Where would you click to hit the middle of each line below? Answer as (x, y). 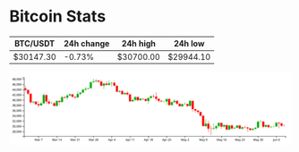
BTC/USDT (35, 44)
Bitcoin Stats (58, 17)
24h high (139, 44)
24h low (189, 44)
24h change (87, 44)
